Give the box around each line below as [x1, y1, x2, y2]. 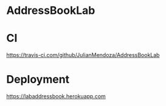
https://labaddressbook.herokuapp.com [6, 93, 106, 100]
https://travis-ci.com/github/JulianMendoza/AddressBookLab [6, 51, 160, 59]
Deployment [6, 73, 70, 87]
